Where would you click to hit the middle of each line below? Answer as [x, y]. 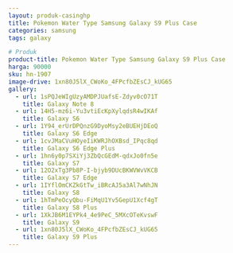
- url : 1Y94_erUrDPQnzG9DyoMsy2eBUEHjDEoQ [87, 127]
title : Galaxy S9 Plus [60, 237]
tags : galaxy [30, 38]
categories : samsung [43, 30]
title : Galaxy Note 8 [58, 104]
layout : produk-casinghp [49, 16]
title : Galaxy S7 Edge [60, 178]
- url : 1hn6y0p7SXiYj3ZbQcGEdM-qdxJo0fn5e [87, 156]
